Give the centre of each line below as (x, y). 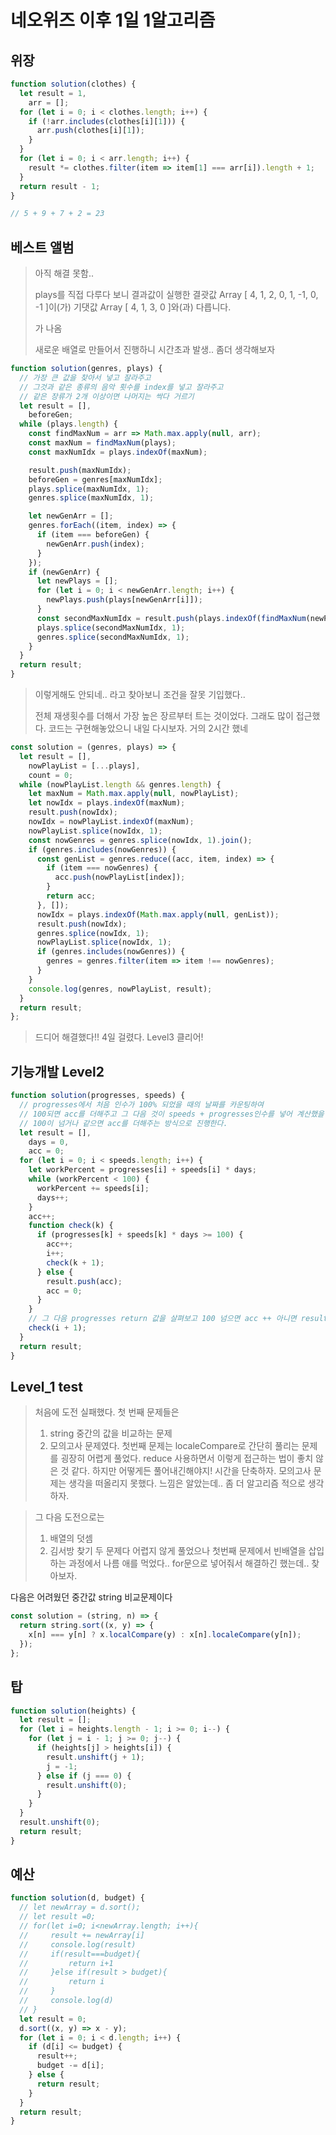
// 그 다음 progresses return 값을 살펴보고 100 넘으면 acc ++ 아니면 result (178, 1319)
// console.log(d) (66, 2001)
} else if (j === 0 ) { (84, 1776)
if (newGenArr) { (64, 572)
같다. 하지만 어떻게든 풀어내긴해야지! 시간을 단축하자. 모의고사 (191, 1471)
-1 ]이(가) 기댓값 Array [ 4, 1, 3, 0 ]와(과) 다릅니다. (133, 307)
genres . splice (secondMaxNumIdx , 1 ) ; (113, 637)
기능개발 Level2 (57, 1071)
